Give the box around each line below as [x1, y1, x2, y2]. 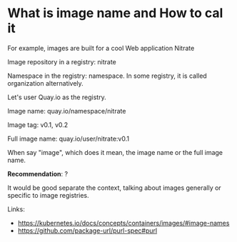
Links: [7, 205, 25, 213]
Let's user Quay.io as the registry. [7, 93, 106, 101]
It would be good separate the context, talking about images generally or [7, 183, 221, 192]
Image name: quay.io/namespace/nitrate [7, 106, 126, 115]
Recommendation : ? [7, 169, 69, 178]
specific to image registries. [7, 191, 89, 199]
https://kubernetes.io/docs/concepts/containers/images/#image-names [17, 218, 230, 227]
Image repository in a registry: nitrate [7, 57, 116, 66]
